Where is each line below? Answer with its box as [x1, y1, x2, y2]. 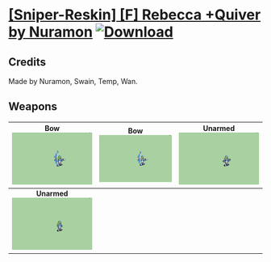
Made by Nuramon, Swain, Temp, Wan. [8, 77, 139, 86]
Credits [8, 55, 47, 69]
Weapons [8, 99, 58, 114]
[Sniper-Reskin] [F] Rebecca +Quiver [8, 6, 261, 24]
